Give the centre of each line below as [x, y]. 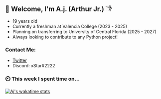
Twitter [20, 60]
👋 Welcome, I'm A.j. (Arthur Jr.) [55, 9]
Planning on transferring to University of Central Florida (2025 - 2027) [84, 31]
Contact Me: [20, 49]
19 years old [25, 21]
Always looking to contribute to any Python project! [65, 37]
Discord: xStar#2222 [34, 66]
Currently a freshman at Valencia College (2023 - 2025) [70, 26]
